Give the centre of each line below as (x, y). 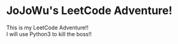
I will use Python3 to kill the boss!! (49, 34)
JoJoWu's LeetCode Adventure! (89, 11)
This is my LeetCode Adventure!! (48, 28)
